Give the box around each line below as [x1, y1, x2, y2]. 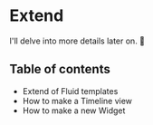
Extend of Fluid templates [22, 85, 119, 96]
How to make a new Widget [22, 105, 126, 116]
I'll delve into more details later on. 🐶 [9, 35, 146, 46]
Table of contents [9, 62, 110, 77]
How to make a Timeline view [22, 95, 133, 106]
